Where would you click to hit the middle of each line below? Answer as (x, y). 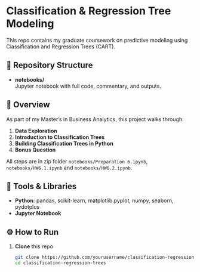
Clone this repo (34, 246)
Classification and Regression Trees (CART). (61, 47)
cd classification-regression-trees (60, 263)
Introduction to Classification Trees (60, 137)
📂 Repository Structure (50, 65)
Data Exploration (36, 131)
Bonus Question (35, 150)
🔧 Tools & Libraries (41, 186)
